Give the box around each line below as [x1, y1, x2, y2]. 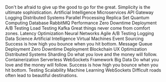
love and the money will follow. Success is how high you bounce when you [5, 62, 159, 68]
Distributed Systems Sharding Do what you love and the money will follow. [5, 51, 158, 57]
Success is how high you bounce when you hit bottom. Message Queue [5, 41, 153, 46]
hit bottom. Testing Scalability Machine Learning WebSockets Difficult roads [5, 67, 162, 73]
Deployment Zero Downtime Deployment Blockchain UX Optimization [5, 46, 147, 52]
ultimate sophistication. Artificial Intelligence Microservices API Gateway [5, 9, 154, 15]
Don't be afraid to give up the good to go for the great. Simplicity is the [5, 4, 151, 10]
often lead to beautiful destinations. [5, 73, 78, 78]
